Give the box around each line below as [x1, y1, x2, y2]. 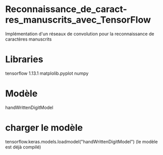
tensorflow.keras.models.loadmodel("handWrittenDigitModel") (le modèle [5, 138, 158, 144]
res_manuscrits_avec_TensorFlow [5, 14, 151, 26]
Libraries [5, 54, 43, 65]
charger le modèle [5, 122, 83, 133]
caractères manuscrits [5, 36, 52, 42]
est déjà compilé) [5, 144, 41, 150]
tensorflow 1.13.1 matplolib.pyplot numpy [5, 70, 89, 76]
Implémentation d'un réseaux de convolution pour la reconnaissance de [5, 31, 154, 37]
